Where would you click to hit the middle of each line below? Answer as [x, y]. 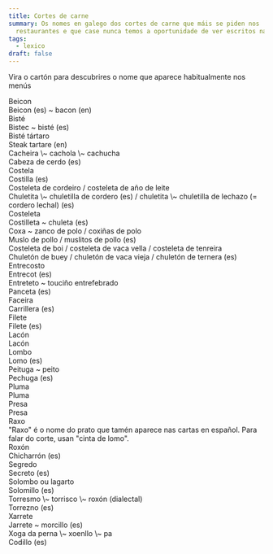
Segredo [23, 464]
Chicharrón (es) [35, 456]
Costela [21, 170]
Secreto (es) [29, 473]
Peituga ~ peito [34, 369]
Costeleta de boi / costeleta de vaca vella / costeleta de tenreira [115, 248]
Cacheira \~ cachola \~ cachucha [64, 153]
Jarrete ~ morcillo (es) [46, 525]
